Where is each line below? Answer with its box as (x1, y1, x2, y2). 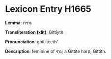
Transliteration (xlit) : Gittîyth (5, 29, 64, 35)
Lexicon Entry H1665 (5, 3, 92, 15)
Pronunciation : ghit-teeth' (5, 38, 58, 45)
